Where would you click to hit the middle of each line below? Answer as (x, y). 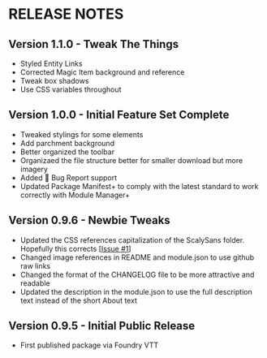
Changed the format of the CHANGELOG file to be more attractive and (137, 274)
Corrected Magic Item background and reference (102, 72)
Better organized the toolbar (67, 152)
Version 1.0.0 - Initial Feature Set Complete (119, 115)
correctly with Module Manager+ (75, 195)
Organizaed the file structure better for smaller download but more (131, 160)
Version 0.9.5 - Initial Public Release (102, 326)
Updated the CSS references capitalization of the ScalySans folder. (132, 239)
